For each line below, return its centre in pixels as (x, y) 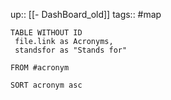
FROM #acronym (40, 68)
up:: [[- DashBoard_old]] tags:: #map (86, 14)
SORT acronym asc (46, 85)
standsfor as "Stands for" (71, 50)
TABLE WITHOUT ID (46, 33)
